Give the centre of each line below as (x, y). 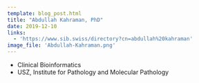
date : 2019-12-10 (32, 26)
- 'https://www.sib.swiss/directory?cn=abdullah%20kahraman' (103, 39)
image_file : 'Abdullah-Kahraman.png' (61, 45)
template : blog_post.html (44, 13)
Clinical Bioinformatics (49, 65)
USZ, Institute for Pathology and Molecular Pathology (93, 72)
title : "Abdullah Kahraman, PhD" (55, 20)
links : (17, 33)
